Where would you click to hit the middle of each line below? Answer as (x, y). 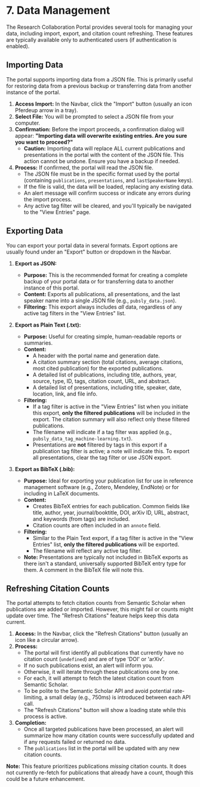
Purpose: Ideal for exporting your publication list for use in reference (108, 481)
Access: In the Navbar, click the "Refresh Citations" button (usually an (101, 634)
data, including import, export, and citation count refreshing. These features (99, 33)
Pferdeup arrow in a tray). (47, 110)
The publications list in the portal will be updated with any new (102, 748)
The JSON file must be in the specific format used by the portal (101, 174)
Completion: (30, 723)
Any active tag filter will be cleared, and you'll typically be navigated (107, 206)
